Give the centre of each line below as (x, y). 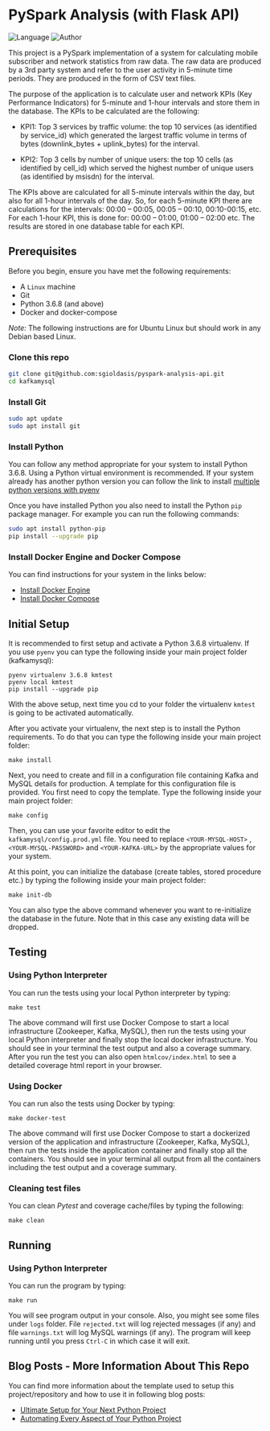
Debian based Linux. (42, 336)
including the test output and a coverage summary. (93, 1167)
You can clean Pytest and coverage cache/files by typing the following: (126, 1206)
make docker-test (37, 1118)
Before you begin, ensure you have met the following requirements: (120, 270)
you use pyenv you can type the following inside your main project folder (128, 652)
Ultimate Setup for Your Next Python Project (93, 1409)
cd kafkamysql (32, 381)
